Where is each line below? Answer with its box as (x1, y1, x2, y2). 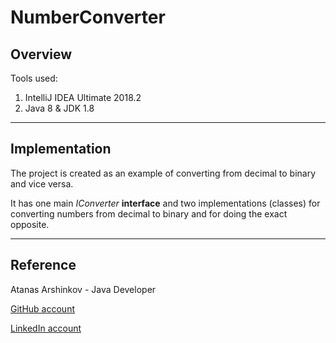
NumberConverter (10, 6, 166, 29)
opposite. (10, 218, 50, 230)
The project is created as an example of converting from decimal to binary (10, 167, 317, 179)
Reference (10, 257, 77, 274)
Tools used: (10, 72, 58, 84)
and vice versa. (10, 177, 74, 190)
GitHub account (10, 302, 75, 315)
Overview (10, 46, 73, 63)
